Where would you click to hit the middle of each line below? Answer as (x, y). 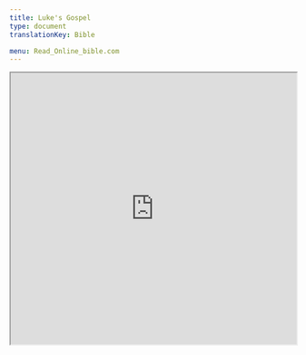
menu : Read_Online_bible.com (64, 51)
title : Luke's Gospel (50, 18)
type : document (38, 26)
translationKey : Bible (52, 34)
